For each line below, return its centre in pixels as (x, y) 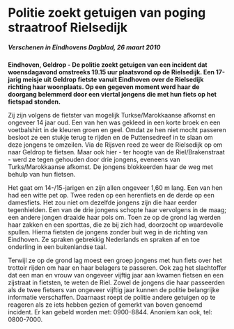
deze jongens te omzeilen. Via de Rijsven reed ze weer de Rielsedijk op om (115, 145)
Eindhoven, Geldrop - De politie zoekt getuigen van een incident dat (108, 65)
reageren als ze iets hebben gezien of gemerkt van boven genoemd (105, 305)
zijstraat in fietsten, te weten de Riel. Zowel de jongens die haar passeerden (117, 282)
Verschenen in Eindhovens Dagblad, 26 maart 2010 (84, 47)
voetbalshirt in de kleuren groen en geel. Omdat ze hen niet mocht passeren (117, 130)
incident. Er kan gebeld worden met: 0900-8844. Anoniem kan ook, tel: (110, 312)
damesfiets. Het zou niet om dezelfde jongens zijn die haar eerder (102, 202)
